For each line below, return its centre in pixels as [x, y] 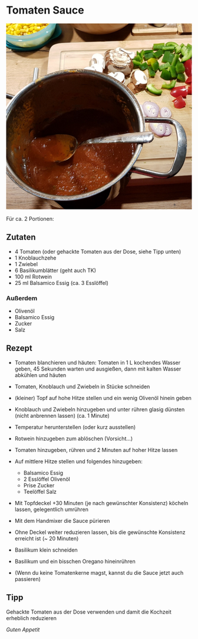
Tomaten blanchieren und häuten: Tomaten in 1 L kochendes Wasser [98, 362]
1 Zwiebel [26, 264]
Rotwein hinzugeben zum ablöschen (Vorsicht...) [74, 438]
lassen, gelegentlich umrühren [51, 509]
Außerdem [22, 298]
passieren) [28, 579]
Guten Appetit [23, 630]
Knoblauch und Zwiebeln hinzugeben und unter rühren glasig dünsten [100, 409]
